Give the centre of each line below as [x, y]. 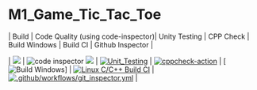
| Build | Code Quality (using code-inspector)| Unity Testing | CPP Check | [129, 36]
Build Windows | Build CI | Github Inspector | [81, 44]
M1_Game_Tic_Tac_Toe [85, 15]
